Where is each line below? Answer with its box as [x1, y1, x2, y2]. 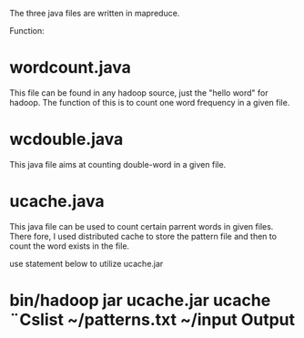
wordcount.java [9, 57, 132, 78]
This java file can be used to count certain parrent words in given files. [9, 220, 274, 231]
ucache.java [9, 191, 105, 212]
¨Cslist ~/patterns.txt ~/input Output [9, 310, 296, 330]
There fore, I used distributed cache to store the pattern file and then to [9, 230, 278, 241]
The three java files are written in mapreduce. [9, 8, 180, 18]
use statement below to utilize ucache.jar [9, 258, 164, 269]
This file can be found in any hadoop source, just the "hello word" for [9, 87, 269, 98]
